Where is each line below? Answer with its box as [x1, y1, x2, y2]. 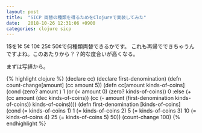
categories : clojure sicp [6, 25, 71, 32]
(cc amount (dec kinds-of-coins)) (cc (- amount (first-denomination [6, 94, 174, 102]
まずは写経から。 [6, 63, 49, 70]
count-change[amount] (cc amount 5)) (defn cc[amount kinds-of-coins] [6, 82, 185, 89]
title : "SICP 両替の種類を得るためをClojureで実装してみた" [6, 14, 147, 20]
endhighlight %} [6, 120, 46, 127]
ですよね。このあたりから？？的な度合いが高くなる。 [6, 51, 139, 58]
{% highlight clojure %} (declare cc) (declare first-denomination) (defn [6, 75, 181, 82]
